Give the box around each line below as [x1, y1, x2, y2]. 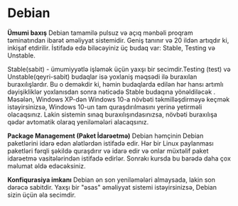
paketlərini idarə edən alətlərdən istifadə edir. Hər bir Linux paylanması [7, 139, 215, 147]
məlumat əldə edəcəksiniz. [7, 161, 86, 170]
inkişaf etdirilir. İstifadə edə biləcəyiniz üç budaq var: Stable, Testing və [7, 43, 215, 52]
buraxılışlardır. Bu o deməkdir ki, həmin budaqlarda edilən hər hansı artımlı [7, 80, 224, 88]
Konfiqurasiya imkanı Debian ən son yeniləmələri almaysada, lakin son [7, 175, 215, 184]
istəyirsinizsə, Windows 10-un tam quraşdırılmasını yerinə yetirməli [7, 102, 202, 111]
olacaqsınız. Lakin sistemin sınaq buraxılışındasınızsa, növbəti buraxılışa [7, 110, 218, 119]
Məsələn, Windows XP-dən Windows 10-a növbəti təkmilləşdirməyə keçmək [7, 94, 230, 104]
